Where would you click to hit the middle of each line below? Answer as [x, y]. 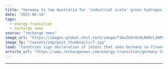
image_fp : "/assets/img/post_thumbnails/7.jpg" [56, 42]
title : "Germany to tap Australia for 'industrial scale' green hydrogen [84, 10]
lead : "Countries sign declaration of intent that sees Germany [73, 47]
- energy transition [31, 24]
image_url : [16, 38]
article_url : [19, 51]
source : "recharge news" [31, 33]
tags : [11, 19]
